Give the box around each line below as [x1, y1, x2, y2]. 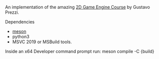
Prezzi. [5, 9, 19, 15]
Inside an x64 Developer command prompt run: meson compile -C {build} [5, 49, 155, 54]
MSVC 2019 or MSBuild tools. [12, 39, 72, 45]
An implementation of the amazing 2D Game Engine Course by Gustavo [5, 4, 150, 10]
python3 [12, 34, 30, 39]
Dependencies [5, 19, 35, 25]
